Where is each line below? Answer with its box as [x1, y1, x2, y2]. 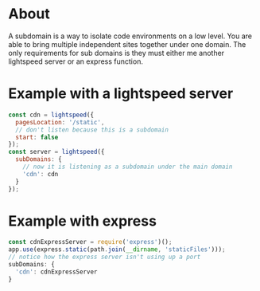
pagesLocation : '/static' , [15, 118, 105, 126]
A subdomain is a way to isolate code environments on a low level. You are [8, 31, 253, 41]
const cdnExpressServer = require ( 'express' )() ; [8, 238, 173, 246]
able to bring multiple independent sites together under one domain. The [8, 39, 246, 49]
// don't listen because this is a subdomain [15, 125, 169, 134]
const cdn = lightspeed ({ [8, 111, 94, 119]
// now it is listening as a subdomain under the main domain [22, 163, 233, 171]
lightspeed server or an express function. [8, 57, 143, 66]
